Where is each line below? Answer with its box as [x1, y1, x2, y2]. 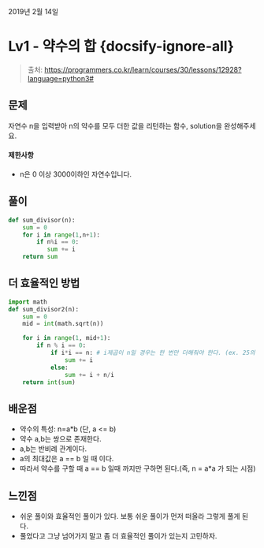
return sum [22, 253, 58, 261]
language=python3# [27, 73, 95, 83]
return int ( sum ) [22, 378, 76, 386]
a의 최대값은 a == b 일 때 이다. [19, 454, 114, 464]
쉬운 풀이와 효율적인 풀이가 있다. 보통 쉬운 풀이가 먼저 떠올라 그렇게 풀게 [19, 512, 240, 521]
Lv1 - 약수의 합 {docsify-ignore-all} [8, 38, 235, 55]
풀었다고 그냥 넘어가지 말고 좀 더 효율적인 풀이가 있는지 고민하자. [19, 531, 218, 541]
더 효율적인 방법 [8, 277, 80, 290]
